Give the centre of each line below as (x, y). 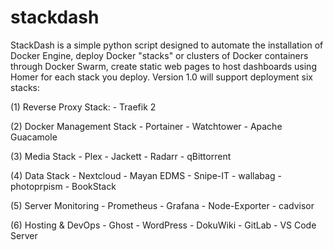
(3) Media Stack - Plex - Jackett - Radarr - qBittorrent (121, 156)
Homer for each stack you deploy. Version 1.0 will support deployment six (161, 77)
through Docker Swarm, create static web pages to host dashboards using (163, 66)
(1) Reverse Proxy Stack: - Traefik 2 (83, 107)
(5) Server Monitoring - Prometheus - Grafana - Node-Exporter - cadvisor (162, 205)
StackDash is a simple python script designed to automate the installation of (167, 45)
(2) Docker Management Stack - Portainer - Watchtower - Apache (146, 126)
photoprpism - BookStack (63, 186)
